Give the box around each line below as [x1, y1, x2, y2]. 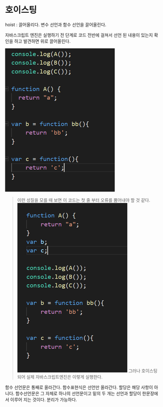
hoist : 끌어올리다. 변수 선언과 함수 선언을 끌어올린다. [5, 22, 107, 27]
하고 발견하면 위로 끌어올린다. [14, 38, 71, 44]
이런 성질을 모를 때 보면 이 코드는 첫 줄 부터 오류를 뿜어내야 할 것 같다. [17, 197, 151, 203]
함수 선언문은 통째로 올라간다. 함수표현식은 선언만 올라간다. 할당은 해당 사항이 [5, 384, 153, 390]
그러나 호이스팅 [128, 368, 158, 374]
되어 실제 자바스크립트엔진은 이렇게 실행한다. [17, 374, 103, 380]
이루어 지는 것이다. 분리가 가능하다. [10, 396, 77, 403]
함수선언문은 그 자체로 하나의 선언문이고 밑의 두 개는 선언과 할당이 [15, 390, 141, 396]
